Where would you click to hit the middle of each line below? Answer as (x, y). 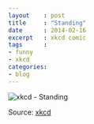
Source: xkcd (30, 112)
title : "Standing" (47, 23)
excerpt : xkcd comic (47, 38)
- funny (21, 52)
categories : (28, 67)
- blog (19, 74)
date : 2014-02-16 (47, 30)
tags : (28, 45)
